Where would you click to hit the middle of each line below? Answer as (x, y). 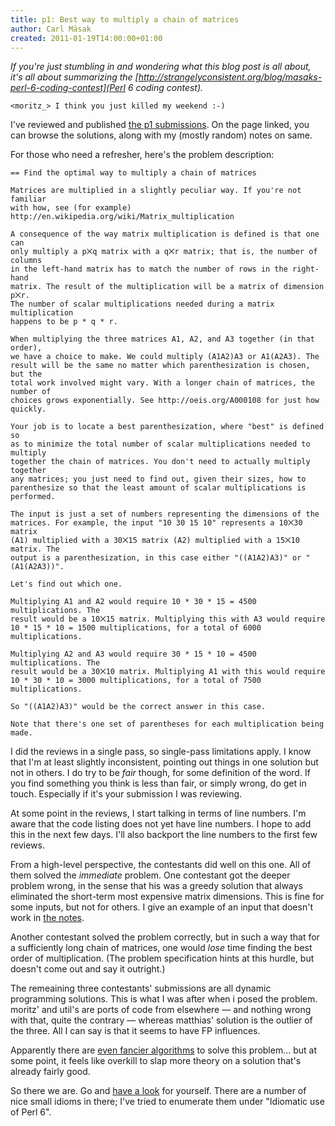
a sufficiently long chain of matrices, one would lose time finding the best (161, 948)
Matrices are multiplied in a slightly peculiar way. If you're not (156, 191)
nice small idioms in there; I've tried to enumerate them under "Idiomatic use (167, 1102)
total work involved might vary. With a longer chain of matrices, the (162, 383)
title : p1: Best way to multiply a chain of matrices (125, 19)
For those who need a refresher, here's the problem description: (142, 155)
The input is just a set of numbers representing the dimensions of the (165, 514)
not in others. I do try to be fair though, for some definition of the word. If (160, 773)
